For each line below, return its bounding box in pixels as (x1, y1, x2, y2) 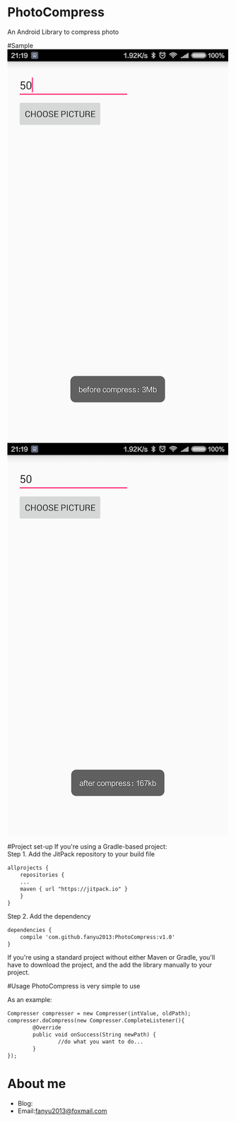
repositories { (20, 871, 65, 878)
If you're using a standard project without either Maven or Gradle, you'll (7, 953, 216, 961)
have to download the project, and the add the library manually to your (7, 960, 212, 969)
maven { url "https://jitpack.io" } (20, 885, 129, 893)
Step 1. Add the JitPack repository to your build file (7, 849, 155, 858)
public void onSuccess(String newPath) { (33, 1031, 157, 1038)
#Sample (7, 41, 34, 49)
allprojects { (7, 864, 49, 871)
